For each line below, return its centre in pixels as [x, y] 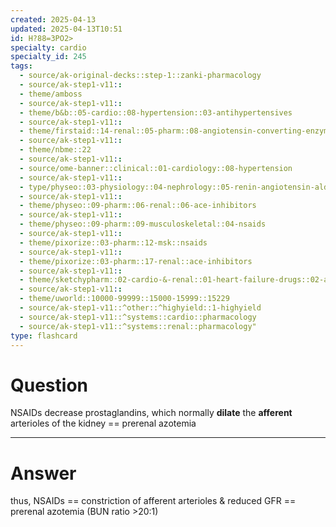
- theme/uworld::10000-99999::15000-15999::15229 [124, 299]
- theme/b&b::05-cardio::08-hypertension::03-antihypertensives [156, 112]
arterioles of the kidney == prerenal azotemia [103, 423]
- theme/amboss [51, 94]
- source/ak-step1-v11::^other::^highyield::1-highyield [140, 308]
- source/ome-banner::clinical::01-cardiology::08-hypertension [156, 168]
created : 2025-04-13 [53, 19]
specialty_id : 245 [48, 57]
